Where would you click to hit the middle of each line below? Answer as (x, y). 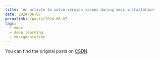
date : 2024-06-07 (23, 14)
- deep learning (26, 32)
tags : (11, 23)
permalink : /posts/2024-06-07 (36, 19)
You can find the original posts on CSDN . (47, 51)
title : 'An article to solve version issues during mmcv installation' (80, 10)
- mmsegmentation (27, 37)
